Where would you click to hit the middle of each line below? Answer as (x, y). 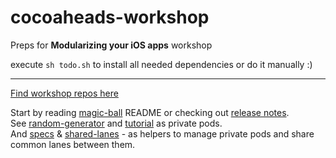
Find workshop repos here (64, 93)
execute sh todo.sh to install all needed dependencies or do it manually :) (161, 64)
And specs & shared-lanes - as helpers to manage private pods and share (162, 133)
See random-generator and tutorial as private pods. (116, 123)
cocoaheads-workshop (110, 17)
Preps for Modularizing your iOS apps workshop (111, 45)
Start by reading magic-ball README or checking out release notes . (150, 112)
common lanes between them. (73, 144)
